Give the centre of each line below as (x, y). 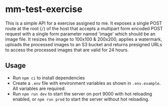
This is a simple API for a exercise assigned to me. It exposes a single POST (84, 23)
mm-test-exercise (44, 9)
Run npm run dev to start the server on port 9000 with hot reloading (82, 93)
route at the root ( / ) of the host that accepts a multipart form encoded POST (84, 28)
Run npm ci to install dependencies (49, 78)
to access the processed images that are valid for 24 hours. (67, 50)
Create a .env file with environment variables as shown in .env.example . (87, 83)
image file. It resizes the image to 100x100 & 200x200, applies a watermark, (84, 39)
